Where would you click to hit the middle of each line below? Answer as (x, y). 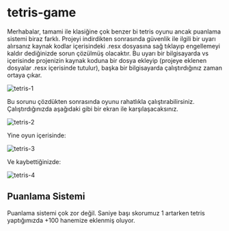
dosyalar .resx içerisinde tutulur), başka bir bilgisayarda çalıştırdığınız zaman (114, 68)
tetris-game (42, 13)
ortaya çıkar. (25, 75)
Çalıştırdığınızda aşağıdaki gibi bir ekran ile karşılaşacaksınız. (93, 109)
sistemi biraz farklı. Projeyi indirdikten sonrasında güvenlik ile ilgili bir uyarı (112, 38)
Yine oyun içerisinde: (37, 135)
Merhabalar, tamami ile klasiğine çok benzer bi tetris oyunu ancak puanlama (114, 31)
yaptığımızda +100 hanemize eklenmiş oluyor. (71, 220)
